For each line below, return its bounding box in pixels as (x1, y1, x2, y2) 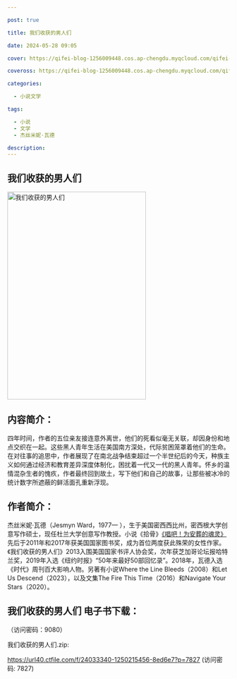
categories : (7, 80, 42, 88)
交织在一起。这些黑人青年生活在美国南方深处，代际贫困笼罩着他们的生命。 (13, 443, 230, 451)
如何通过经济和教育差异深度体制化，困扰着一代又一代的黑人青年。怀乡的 (13, 460, 224, 469)
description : (7, 144, 46, 152)
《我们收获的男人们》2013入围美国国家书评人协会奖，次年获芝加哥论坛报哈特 (7, 547, 229, 555)
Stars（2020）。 (7, 582, 54, 591)
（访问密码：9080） (7, 625, 67, 634)
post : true (7, 16, 39, 23)
